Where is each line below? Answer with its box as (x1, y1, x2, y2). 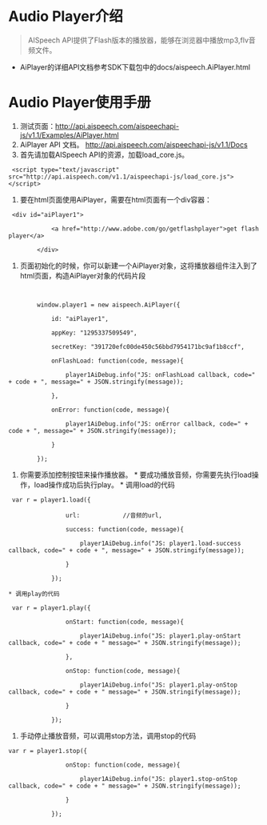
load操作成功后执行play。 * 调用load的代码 (34, 479, 175, 489)
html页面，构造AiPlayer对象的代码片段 (19, 270, 146, 280)
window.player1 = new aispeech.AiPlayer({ (37, 301, 181, 309)
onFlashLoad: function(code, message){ (50, 357, 184, 365)
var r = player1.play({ (11, 603, 91, 612)
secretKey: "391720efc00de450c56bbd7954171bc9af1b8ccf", (50, 342, 245, 350)
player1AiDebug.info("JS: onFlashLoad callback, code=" (65, 370, 256, 378)
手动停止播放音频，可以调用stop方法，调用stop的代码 (19, 731, 197, 740)
